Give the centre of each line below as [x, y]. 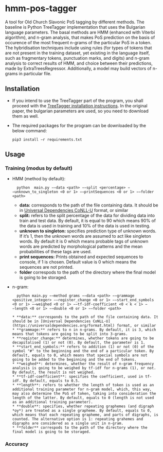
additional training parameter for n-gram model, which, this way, [82, 389]
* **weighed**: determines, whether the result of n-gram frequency [83, 364]
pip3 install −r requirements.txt [47, 139]
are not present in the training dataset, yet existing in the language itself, [77, 53]
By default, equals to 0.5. [52, 381]
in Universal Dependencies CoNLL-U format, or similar [74, 210]
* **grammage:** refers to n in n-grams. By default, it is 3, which [84, 330]
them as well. [25, 116]
